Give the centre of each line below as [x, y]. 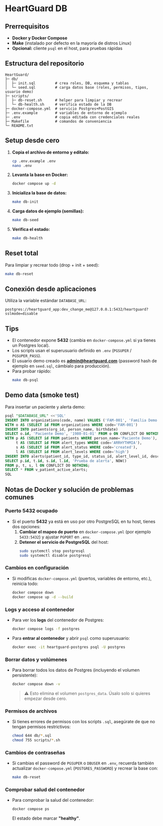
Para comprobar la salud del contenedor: [53, 800]
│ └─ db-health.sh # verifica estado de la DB [58, 104]
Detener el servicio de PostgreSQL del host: [64, 542]
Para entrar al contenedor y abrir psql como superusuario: [71, 638]
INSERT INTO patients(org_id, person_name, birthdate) [62, 429]
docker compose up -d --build [43, 597]
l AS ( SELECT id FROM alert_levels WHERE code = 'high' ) [73, 452]
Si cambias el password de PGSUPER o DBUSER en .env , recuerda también [83, 763]
